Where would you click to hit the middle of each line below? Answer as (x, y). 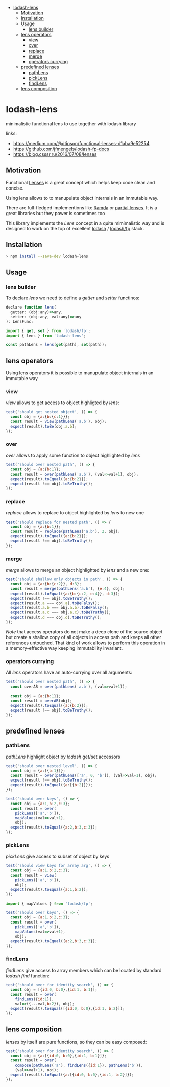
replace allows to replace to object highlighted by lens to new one (75, 512)
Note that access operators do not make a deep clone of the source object (84, 632)
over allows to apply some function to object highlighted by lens (73, 455)
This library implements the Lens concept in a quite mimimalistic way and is (85, 223)
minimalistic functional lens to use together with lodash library (71, 123)
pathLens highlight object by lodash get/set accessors (63, 757)
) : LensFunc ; (20, 321)
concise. (15, 188)
